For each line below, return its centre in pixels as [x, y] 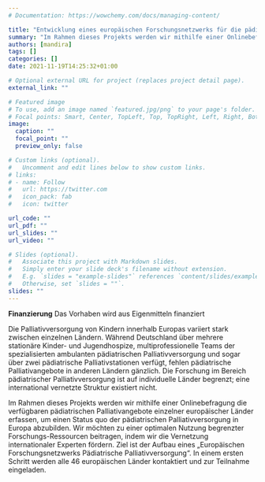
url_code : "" [30, 218]
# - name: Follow [37, 182]
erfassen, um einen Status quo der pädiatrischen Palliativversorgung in [123, 419]
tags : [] [22, 52]
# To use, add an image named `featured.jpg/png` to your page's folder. [132, 109]
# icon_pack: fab [40, 197]
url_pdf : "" [28, 225]
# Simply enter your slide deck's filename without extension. [118, 269]
